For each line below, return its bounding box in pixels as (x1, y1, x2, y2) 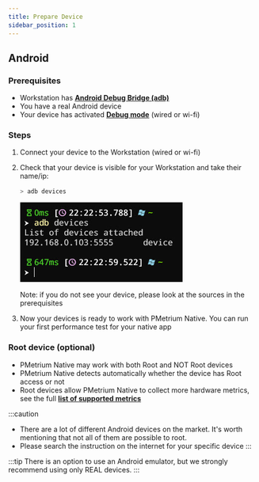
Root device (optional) (8, 342, 96, 353)
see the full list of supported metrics (19, 393, 142, 403)
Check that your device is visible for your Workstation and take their (19, 163, 242, 173)
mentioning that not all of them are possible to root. (19, 432, 188, 442)
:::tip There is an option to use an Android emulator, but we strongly (8, 456, 228, 466)
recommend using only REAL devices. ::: (8, 465, 140, 474)
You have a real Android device (19, 101, 122, 111)
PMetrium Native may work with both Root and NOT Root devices (19, 360, 234, 370)
